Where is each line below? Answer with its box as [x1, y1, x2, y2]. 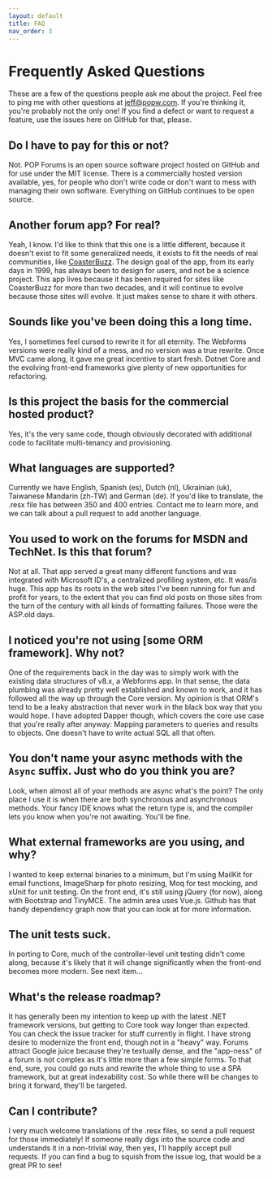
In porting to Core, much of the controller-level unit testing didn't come [8, 949, 245, 959]
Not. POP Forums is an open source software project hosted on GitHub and [8, 160, 260, 170]
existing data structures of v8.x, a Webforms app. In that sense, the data [8, 676, 250, 685]
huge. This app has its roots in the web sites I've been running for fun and [8, 584, 256, 593]
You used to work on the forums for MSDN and [8, 532, 248, 546]
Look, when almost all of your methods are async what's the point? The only [8, 785, 264, 795]
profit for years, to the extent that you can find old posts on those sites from [8, 593, 262, 602]
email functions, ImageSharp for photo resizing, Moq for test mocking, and [8, 878, 258, 888]
